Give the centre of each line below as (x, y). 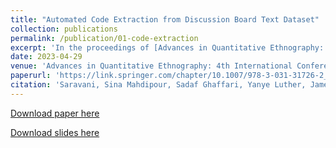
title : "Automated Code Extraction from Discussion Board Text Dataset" (165, 19)
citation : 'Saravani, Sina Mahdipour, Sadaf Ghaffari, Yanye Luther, (158, 85)
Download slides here (55, 132)
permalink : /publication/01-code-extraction (104, 38)
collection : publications (64, 29)
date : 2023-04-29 (46, 57)
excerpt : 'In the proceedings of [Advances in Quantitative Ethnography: (167, 47)
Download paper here (55, 113)
